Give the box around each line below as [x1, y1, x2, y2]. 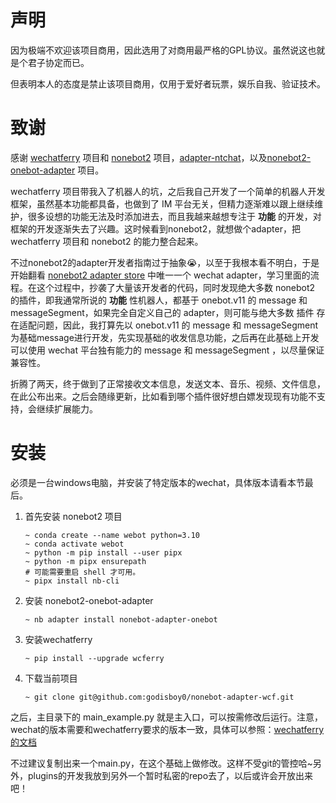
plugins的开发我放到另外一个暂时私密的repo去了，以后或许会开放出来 [27, 769, 314, 781]
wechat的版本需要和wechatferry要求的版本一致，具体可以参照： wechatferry [10, 723, 325, 735]
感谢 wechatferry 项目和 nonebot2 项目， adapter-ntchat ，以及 [10, 151, 268, 163]
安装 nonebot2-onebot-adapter [24, 594, 154, 606]
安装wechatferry [24, 633, 93, 645]
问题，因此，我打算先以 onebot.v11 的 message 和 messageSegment [36, 319, 318, 331]
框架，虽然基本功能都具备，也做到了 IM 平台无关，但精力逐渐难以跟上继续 [10, 197, 315, 210]
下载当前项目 [24, 672, 78, 684]
